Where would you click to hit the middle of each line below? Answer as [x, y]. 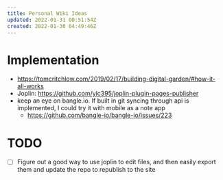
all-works [31, 86]
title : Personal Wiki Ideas [47, 13]
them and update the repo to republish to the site [86, 170]
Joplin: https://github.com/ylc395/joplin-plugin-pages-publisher [108, 94]
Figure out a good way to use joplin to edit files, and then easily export [116, 162]
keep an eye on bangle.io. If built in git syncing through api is [103, 101]
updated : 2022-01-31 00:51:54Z [52, 20]
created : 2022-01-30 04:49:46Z [52, 26]
